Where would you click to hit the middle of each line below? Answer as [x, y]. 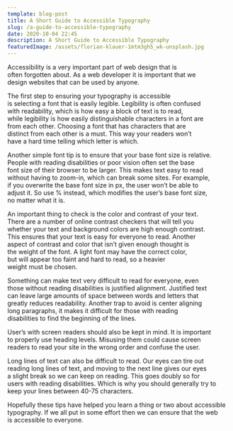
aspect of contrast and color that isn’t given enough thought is [98, 244]
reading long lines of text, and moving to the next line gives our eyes [107, 369]
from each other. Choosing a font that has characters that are [97, 126]
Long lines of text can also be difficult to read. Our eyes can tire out [106, 361]
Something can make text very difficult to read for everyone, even [103, 280]
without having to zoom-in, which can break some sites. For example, [109, 178]
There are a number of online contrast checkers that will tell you [101, 222]
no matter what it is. [36, 200]
